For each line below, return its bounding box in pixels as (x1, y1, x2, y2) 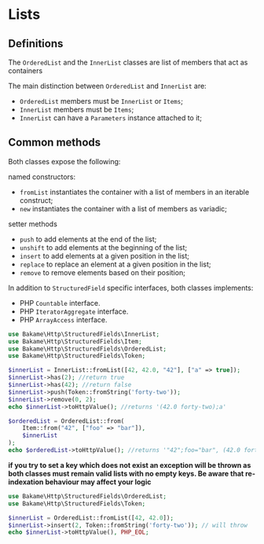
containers (8, 66, 43, 75)
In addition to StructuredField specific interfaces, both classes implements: (8, 283, 254, 292)
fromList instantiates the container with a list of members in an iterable (19, 187, 250, 197)
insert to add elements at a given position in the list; (19, 251, 190, 260)
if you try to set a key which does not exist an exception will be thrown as (8, 460, 251, 469)
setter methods (8, 219, 57, 229)
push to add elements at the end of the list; (19, 234, 157, 244)
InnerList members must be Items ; (19, 105, 134, 114)
